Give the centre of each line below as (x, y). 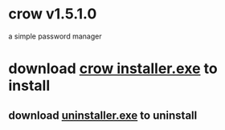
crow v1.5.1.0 (53, 14)
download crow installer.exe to (113, 69)
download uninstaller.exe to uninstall (103, 115)
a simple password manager (55, 36)
